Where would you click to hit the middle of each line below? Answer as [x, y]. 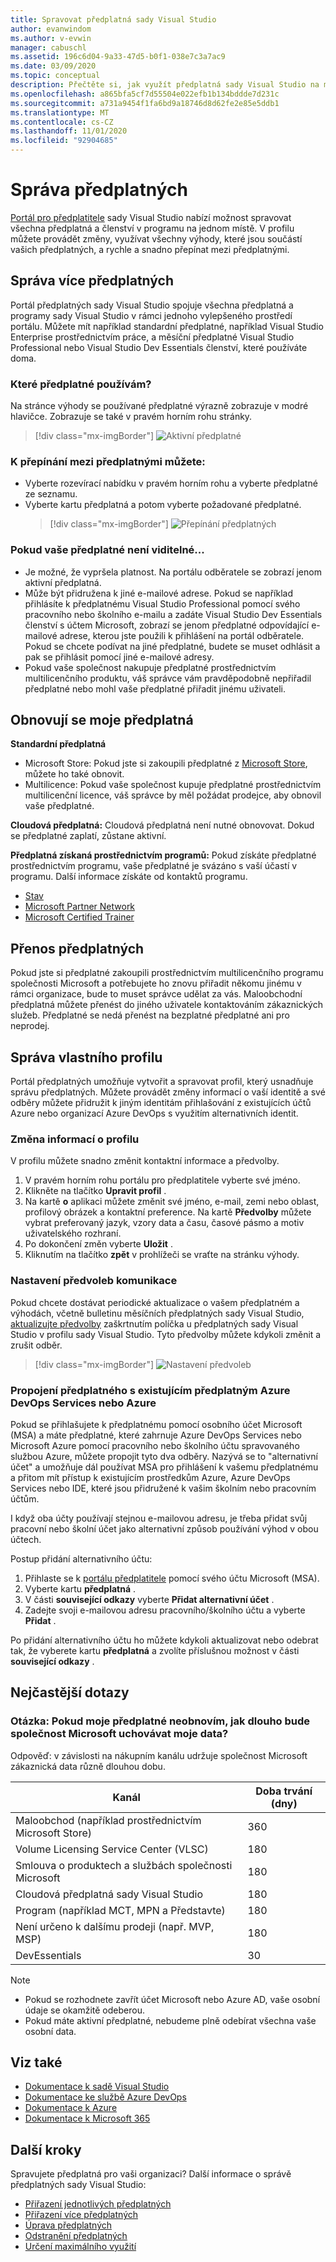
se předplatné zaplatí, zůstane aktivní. [88, 836]
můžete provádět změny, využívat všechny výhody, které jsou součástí [156, 238]
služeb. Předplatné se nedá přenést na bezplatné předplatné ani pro [150, 1015]
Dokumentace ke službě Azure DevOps [105, 2097]
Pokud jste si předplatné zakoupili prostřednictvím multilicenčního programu [167, 973]
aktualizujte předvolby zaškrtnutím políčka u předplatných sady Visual [154, 1323]
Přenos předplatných [77, 948]
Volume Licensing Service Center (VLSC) [112, 1849]
